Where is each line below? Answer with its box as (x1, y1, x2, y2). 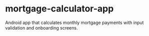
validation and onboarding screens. (5, 24, 78, 30)
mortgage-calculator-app (5, 3, 114, 14)
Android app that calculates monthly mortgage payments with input (5, 19, 144, 25)
